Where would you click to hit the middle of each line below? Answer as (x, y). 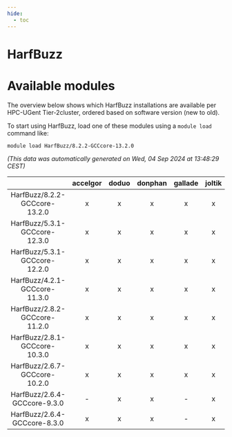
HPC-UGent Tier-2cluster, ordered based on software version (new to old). (113, 112)
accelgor (87, 183)
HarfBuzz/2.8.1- (38, 337)
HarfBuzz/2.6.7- (38, 366)
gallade (186, 183)
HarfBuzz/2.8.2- (38, 308)
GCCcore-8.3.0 (38, 422)
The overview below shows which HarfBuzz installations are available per (112, 105)
